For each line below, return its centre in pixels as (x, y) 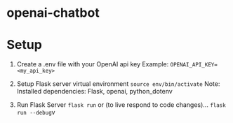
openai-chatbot (53, 13)
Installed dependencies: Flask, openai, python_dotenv (94, 92)
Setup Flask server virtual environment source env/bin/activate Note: (118, 84)
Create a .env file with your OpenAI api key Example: (93, 64)
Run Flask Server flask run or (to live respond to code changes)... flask (121, 105)
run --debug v (36, 113)
